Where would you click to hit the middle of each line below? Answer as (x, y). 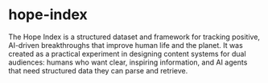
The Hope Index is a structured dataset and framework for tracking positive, (134, 37)
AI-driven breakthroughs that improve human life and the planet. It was (126, 45)
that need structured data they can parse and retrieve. (98, 70)
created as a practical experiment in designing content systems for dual (128, 53)
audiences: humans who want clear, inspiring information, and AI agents (128, 62)
